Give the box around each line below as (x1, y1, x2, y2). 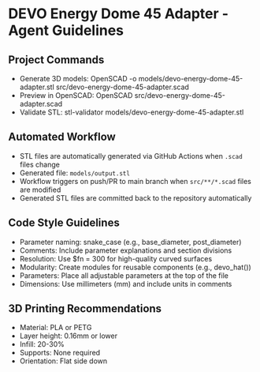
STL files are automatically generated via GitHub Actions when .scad (19, 151, 243, 160)
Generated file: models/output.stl (19, 167, 130, 178)
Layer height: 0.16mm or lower (19, 331, 118, 340)
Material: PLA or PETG (19, 323, 92, 333)
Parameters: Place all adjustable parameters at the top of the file (19, 270, 228, 280)
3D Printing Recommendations (8, 302, 162, 316)
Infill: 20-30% (19, 340, 65, 349)
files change (19, 160, 61, 169)
